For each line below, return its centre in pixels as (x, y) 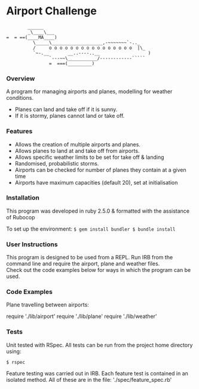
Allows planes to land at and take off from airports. (77, 151)
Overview (21, 78)
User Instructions (32, 244)
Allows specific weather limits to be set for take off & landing (89, 157)
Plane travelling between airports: (48, 305)
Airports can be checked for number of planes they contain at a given (100, 170)
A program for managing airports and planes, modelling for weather (89, 91)
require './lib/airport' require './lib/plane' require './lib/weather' (82, 316)
